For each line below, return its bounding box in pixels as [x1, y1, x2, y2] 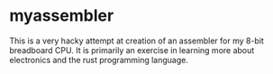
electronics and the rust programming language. [9, 54, 189, 65]
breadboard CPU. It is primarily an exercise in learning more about [9, 44, 255, 55]
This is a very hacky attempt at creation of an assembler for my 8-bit [9, 35, 264, 46]
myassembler [9, 5, 114, 26]
